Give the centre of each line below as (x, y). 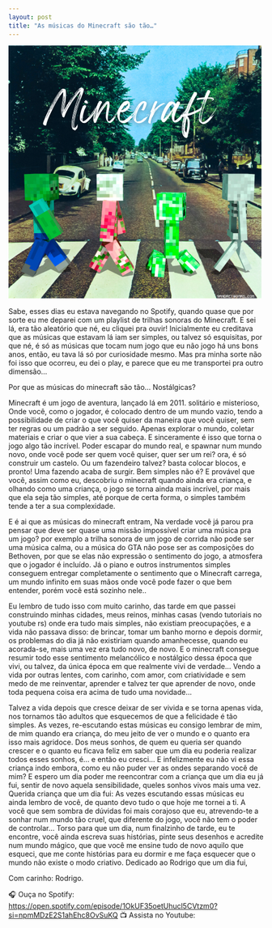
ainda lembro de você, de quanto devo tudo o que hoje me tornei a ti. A (127, 802)
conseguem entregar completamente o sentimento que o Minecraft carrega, (135, 573)
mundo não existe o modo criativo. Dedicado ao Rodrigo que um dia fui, (128, 862)
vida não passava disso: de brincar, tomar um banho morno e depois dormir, (136, 632)
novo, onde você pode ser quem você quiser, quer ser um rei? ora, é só (127, 454)
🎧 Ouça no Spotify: (41, 894)
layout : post (30, 17)
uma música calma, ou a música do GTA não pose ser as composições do (132, 547)
